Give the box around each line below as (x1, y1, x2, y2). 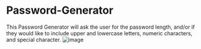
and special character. (6, 36, 61, 43)
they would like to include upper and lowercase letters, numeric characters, (6, 29, 193, 36)
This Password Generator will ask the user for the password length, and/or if (6, 23, 195, 30)
